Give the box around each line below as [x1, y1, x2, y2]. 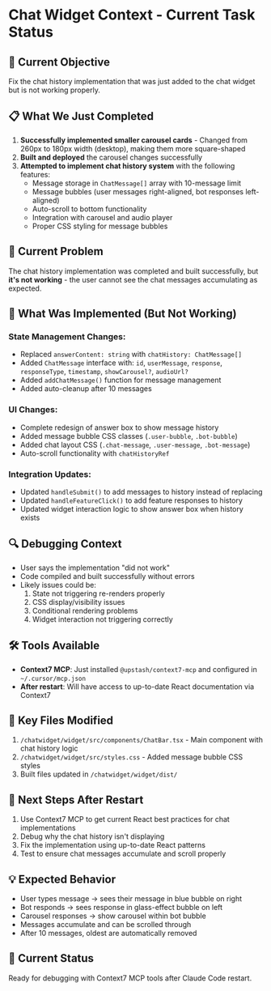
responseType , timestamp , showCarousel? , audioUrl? [19, 367, 188, 376]
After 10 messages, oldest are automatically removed [19, 928, 197, 938]
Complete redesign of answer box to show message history [19, 423, 219, 432]
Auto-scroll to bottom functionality [32, 204, 147, 214]
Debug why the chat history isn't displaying [19, 832, 165, 841]
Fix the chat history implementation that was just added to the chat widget [8, 77, 256, 86]
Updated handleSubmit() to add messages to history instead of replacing [19, 487, 263, 496]
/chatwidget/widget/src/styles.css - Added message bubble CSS [19, 752, 243, 762]
